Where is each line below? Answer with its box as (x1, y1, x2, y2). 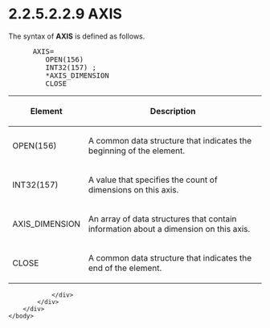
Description (149, 105, 196, 116)
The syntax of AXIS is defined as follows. (8, 31, 145, 41)
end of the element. (88, 262, 162, 273)
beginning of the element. (88, 145, 186, 156)
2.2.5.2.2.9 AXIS (8, 5, 123, 23)
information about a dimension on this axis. (88, 223, 251, 234)
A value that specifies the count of (88, 174, 219, 185)
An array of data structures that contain (88, 213, 237, 225)
